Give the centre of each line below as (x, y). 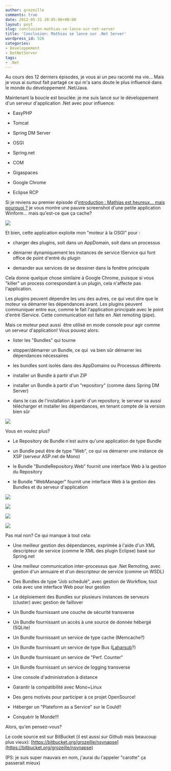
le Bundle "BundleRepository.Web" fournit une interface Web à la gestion (89, 466)
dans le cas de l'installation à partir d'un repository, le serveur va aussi (87, 401)
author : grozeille (25, 10)
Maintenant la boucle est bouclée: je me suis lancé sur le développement (82, 98)
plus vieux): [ (19, 742)
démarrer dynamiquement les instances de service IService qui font (84, 253)
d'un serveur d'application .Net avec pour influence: (60, 103)
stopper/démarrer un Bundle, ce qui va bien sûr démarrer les (77, 350)
